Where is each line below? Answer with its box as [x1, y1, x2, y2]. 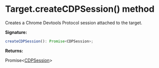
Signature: [5, 29, 27, 35]
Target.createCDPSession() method [5, 3, 155, 15]
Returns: [5, 48, 24, 54]
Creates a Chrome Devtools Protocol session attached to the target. [5, 20, 143, 26]
